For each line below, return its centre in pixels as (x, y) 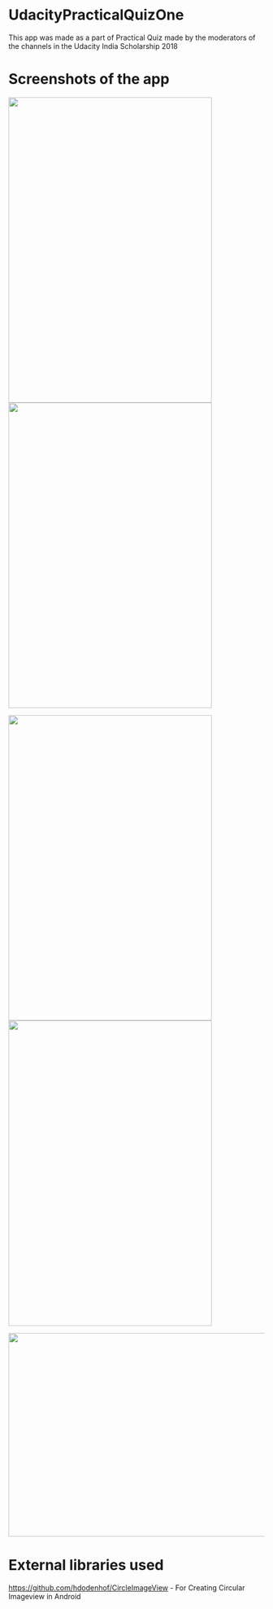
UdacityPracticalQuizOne (96, 15)
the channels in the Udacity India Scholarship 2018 (93, 46)
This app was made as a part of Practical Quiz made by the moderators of (132, 37)
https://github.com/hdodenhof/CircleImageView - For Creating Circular (127, 1587)
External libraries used (86, 1565)
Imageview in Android (45, 1596)
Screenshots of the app (89, 79)
